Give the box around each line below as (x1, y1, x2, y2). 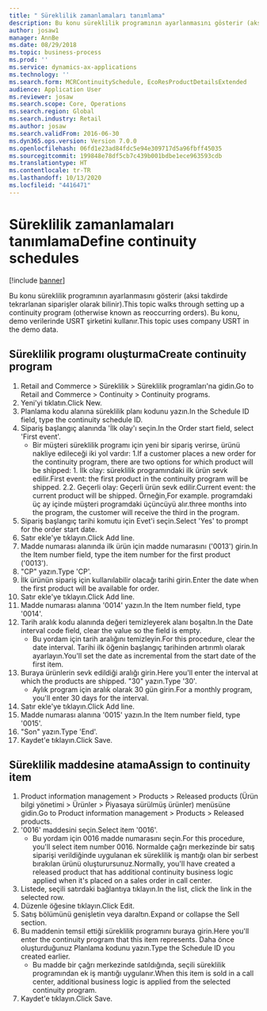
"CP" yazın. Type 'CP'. (20, 567, 92, 576)
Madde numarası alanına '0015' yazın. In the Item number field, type (20, 709, 241, 719)
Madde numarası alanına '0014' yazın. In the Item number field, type (20, 600, 241, 609)
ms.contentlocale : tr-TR (9, 167, 91, 175)
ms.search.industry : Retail (9, 115, 102, 123)
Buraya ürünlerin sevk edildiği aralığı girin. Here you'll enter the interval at (20, 667, 258, 677)
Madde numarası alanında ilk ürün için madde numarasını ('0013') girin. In (20, 541, 258, 551)
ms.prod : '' (9, 56, 48, 64)
